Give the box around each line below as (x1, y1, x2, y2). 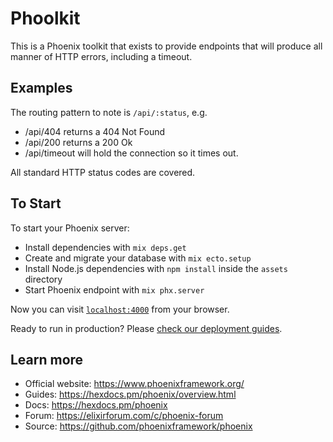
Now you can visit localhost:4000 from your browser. (10, 303, 230, 315)
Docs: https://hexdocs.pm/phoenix (24, 399, 168, 411)
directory (24, 273, 63, 285)
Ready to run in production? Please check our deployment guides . (10, 322, 283, 334)
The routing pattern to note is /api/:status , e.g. (10, 106, 208, 118)
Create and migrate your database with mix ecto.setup (24, 252, 252, 264)
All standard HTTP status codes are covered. (10, 166, 196, 178)
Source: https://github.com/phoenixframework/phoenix (24, 420, 253, 432)
